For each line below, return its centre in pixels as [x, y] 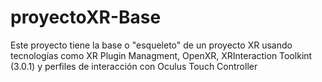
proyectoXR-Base [86, 17]
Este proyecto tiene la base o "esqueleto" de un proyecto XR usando [151, 45]
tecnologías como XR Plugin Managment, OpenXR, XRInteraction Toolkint [161, 55]
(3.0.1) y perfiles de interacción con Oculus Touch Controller [134, 66]
